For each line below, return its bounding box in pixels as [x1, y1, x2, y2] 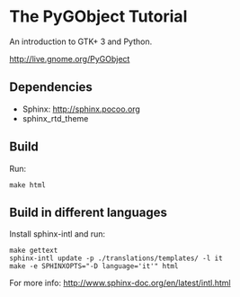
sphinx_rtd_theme [22, 112, 89, 123]
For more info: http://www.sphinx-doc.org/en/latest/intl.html [9, 277, 231, 289]
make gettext [9, 246, 58, 256]
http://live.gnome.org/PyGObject [9, 53, 130, 64]
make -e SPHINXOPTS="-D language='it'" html [9, 262, 179, 271]
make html [9, 180, 47, 190]
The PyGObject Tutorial [9, 6, 188, 27]
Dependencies [9, 79, 93, 95]
